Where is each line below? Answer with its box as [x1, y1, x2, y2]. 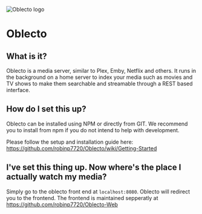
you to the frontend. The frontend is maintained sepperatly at [6, 194, 158, 201]
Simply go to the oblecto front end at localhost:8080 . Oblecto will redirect [6, 188, 191, 195]
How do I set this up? [6, 104, 86, 115]
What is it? [6, 51, 47, 61]
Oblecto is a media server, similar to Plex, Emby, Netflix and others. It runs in [6, 67, 197, 74]
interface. [6, 87, 30, 93]
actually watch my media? [6, 172, 107, 182]
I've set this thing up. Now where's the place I [6, 162, 181, 173]
